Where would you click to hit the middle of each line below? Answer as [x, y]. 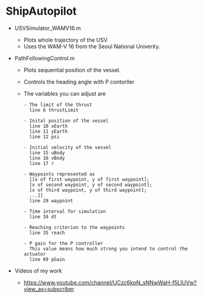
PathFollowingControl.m [45, 58]
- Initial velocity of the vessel [67, 147]
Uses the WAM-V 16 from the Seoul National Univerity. [92, 46]
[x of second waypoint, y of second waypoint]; [91, 185]
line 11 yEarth [48, 131]
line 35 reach [47, 233]
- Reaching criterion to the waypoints [74, 227]
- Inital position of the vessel [66, 121]
